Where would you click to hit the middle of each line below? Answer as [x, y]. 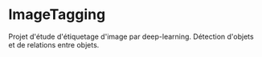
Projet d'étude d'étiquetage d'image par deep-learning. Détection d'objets [131, 36]
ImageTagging [57, 15]
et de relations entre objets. [54, 44]
